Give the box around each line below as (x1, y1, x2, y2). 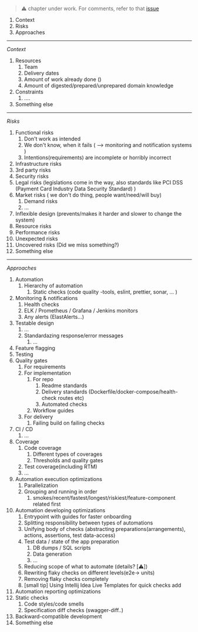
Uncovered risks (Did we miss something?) (15, 241, 119, 248)
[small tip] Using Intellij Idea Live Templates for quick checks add (24, 581, 182, 589)
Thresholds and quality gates (32, 457, 103, 463)
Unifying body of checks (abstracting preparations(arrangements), (24, 526, 186, 532)
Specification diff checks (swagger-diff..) (24, 607, 124, 613)
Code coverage (24, 445, 62, 451)
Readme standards (41, 382, 88, 389)
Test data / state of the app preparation (24, 538, 119, 545)
